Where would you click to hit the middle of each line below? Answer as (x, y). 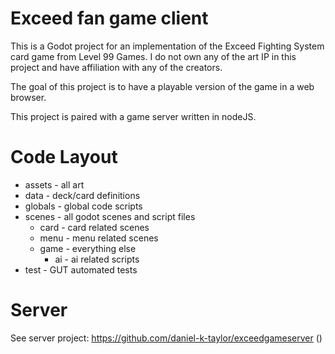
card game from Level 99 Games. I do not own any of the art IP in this (153, 56)
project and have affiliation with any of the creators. (116, 67)
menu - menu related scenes (99, 238)
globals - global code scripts (83, 206)
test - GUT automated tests (81, 269)
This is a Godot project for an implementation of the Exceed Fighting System (167, 46)
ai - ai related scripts (97, 259)
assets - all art (54, 184)
